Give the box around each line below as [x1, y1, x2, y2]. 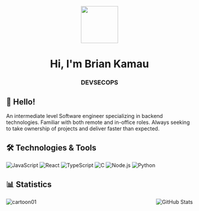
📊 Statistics [6, 180, 52, 190]
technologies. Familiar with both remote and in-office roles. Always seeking [6, 119, 190, 126]
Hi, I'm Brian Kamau [50, 57, 149, 71]
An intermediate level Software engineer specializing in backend [6, 112, 163, 119]
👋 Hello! [6, 97, 36, 107]
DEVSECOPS [81, 78, 118, 87]
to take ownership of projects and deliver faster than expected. [6, 124, 160, 132]
